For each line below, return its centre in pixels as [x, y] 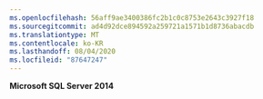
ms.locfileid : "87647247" [58, 60]
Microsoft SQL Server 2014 [61, 86]
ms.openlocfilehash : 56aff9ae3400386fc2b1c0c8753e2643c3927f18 [132, 18]
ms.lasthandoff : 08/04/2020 [63, 52]
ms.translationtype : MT [55, 35]
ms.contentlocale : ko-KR [56, 43]
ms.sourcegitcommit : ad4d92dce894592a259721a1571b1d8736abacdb [132, 26]
